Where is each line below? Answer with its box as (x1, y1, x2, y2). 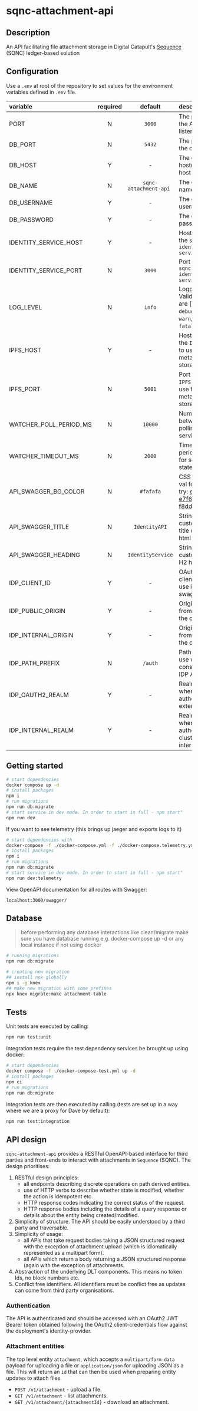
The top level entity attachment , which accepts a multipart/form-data (6, 1356, 175, 1363)
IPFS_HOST (9, 346, 41, 354)
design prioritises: (6, 1163, 50, 1170)
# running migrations (6, 953, 60, 959)
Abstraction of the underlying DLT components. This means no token (14, 1268, 183, 1275)
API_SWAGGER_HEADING (9, 550, 81, 559)
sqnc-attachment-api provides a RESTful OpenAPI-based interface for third (6, 1150, 189, 1158)
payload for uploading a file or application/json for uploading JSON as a (6, 1361, 184, 1369)
